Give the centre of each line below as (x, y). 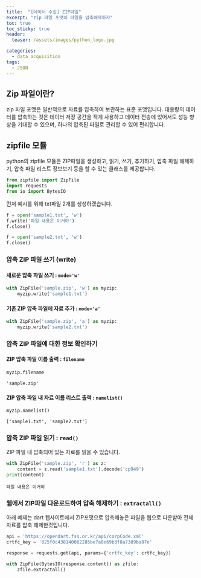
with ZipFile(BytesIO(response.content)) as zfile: (72, 564)
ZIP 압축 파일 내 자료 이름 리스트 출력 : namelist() (65, 397)
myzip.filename (25, 372)
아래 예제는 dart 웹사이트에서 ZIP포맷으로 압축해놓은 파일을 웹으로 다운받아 (94, 518)
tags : (13, 62)
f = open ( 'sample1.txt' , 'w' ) (44, 215)
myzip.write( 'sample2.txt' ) (52, 327)
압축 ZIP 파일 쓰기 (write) (41, 259)
